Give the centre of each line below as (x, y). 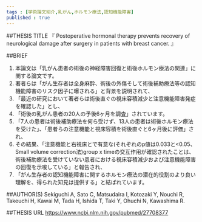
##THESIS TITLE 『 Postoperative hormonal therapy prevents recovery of (98, 36)
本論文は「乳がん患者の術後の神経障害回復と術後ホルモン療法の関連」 (103, 68)
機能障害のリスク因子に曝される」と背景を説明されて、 (84, 91)
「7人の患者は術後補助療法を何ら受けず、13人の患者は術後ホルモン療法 (104, 121)
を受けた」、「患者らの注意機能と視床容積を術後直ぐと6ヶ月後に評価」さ (104, 129)
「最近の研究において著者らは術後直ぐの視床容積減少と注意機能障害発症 (105, 99)
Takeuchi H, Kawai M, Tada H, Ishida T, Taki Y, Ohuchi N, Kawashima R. (96, 201)
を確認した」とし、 (39, 106)
